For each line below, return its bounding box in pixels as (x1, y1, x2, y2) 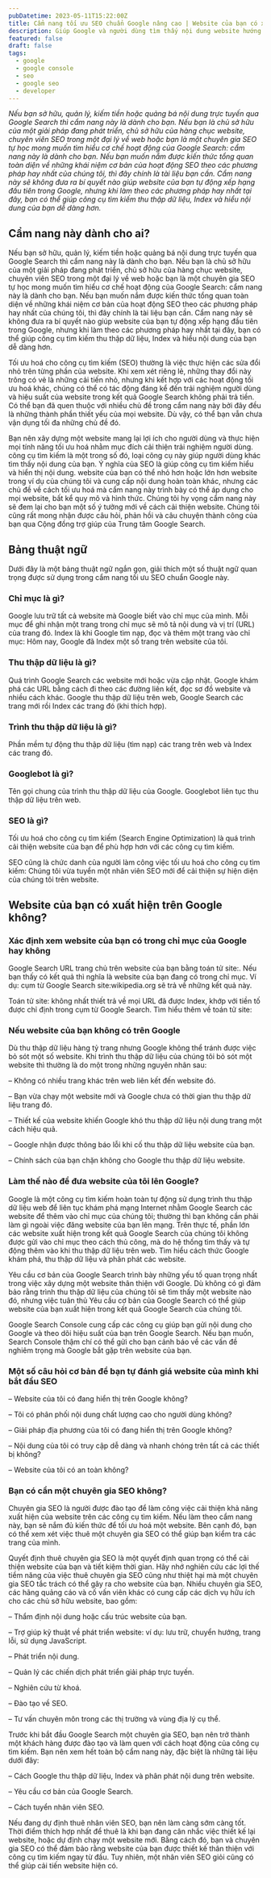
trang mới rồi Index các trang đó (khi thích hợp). (8, 701, 167, 711)
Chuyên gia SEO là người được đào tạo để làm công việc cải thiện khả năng (8, 1504, 258, 1513)
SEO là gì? (8, 816, 48, 827)
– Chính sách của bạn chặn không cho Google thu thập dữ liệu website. (8, 1155, 246, 1166)
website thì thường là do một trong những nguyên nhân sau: (8, 1060, 207, 1070)
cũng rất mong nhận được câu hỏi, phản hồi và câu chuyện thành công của (8, 511, 258, 520)
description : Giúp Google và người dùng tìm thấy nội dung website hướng (8, 27, 262, 35)
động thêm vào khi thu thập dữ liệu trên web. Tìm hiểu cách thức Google (8, 1246, 249, 1255)
